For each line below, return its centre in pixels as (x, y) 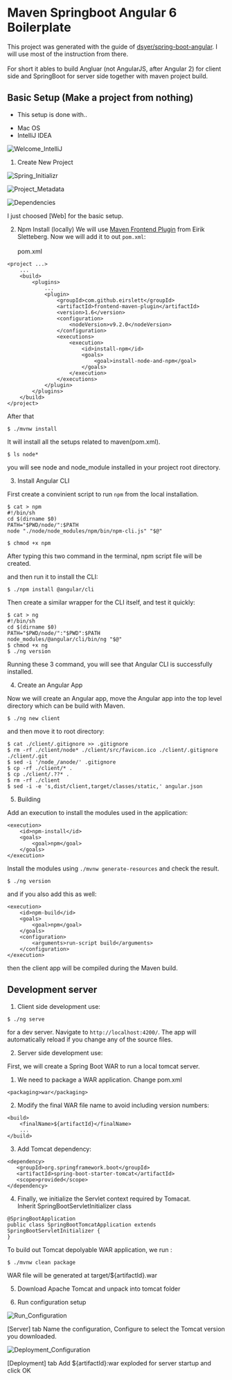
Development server (52, 990)
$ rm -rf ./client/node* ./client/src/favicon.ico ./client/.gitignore (113, 750)
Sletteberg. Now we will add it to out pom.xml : (81, 236)
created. (19, 563)
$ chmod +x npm (29, 543)
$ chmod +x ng (28, 645)
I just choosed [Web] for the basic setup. (65, 215)
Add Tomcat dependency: (54, 1149)
